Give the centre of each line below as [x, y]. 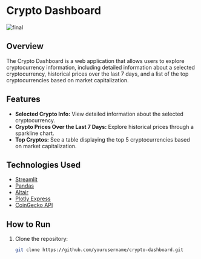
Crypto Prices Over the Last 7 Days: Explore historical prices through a [104, 126]
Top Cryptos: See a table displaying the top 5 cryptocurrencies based [103, 139]
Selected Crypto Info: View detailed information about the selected [99, 114]
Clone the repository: [41, 239]
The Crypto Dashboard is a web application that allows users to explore [95, 61]
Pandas [25, 186]
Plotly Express [33, 199]
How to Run [28, 224]
